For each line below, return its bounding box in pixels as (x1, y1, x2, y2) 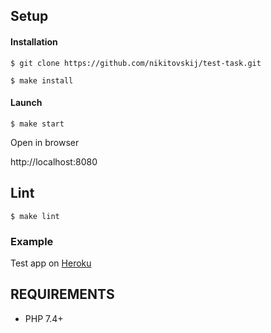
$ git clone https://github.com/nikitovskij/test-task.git (10, 58, 262, 68)
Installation (10, 35, 58, 48)
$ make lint (10, 211, 60, 221)
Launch (10, 97, 43, 109)
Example (10, 234, 54, 248)
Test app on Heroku (10, 257, 92, 269)
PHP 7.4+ (24, 312, 64, 324)
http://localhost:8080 (10, 155, 98, 168)
